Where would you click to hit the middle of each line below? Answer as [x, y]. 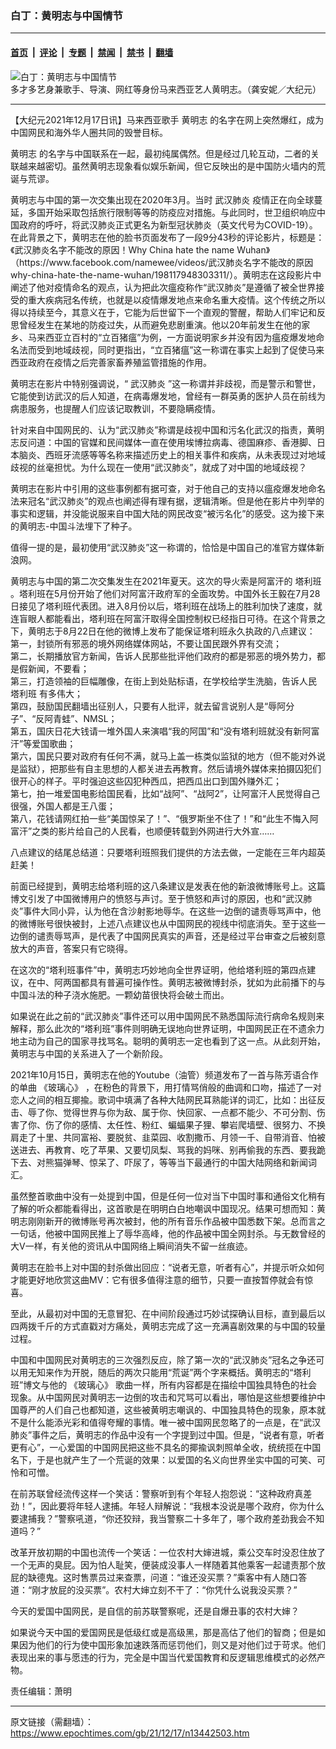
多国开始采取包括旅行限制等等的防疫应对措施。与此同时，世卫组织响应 [172, 212]
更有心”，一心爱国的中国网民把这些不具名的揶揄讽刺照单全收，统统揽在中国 [166, 1447]
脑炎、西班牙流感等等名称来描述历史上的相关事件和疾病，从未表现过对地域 [172, 454]
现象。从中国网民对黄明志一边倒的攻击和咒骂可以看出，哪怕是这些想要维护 [163, 1397]
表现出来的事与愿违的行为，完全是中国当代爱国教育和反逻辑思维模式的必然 [163, 1657]
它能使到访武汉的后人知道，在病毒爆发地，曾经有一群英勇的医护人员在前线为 [168, 396]
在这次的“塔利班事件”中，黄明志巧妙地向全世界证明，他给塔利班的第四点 [159, 969]
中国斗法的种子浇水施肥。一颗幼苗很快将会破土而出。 [120, 994]
